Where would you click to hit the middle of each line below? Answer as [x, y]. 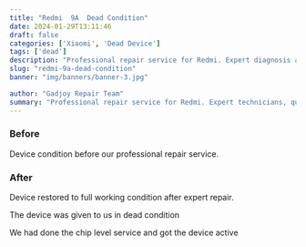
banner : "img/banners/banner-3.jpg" [79, 77]
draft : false [34, 35]
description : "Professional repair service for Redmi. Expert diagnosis [150, 60]
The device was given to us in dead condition [95, 215]
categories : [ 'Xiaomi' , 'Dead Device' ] [85, 43]
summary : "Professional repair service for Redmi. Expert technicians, [148, 102]
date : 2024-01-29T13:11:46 [61, 26]
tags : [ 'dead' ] [38, 52]
